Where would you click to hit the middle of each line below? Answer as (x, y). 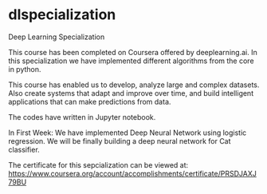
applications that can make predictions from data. (90, 101)
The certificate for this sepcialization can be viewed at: (98, 164)
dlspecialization (62, 15)
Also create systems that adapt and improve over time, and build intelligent (131, 93)
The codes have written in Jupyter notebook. (82, 117)
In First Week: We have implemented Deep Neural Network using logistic (128, 133)
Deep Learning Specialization (57, 37)
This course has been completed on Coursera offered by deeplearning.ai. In (133, 52)
